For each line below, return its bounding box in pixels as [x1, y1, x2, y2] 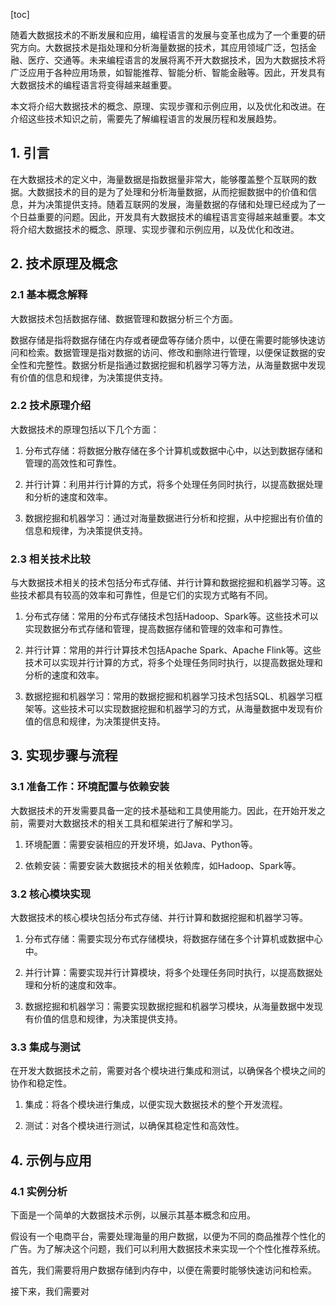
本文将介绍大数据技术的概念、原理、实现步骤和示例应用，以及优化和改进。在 [10, 100, 326, 112]
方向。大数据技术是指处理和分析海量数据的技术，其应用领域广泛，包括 [18, 42, 308, 53]
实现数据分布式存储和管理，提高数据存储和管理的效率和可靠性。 [24, 623, 288, 635]
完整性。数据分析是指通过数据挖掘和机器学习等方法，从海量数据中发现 [36, 359, 326, 371]
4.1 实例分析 [10, 1184, 68, 1198]
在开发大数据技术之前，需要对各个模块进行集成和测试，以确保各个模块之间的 [10, 1065, 326, 1077]
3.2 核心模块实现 [10, 887, 92, 901]
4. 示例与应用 [10, 1152, 92, 1169]
